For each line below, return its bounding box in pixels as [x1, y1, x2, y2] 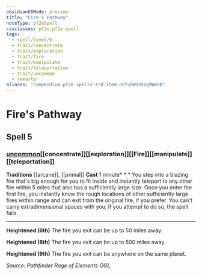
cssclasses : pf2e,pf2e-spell [6, 25, 79, 32]
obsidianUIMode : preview [6, 8, 69, 15]
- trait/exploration [11, 48, 63, 54]
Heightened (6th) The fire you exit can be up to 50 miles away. [6, 227, 163, 234]
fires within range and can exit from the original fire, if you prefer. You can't [6, 197, 192, 204]
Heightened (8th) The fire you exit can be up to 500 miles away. [6, 238, 167, 245]
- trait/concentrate [11, 43, 63, 49]
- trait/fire [11, 54, 44, 60]
